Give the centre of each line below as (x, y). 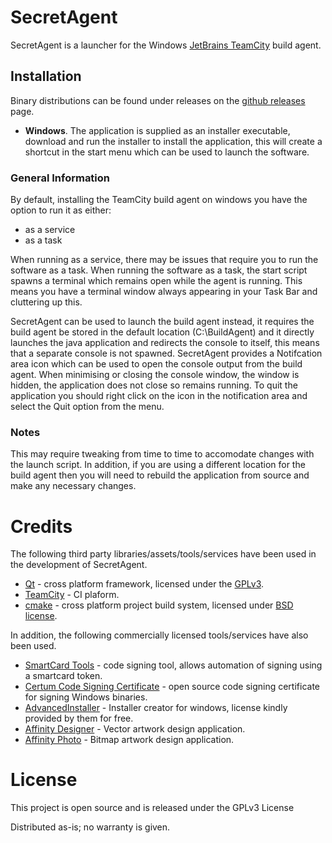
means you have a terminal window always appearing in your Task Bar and (164, 292)
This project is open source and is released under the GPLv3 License (152, 808)
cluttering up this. (46, 302)
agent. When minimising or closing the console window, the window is (155, 375)
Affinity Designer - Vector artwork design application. (135, 729)
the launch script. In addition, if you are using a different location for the (158, 465)
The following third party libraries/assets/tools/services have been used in (163, 554)
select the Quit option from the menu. (87, 407)
